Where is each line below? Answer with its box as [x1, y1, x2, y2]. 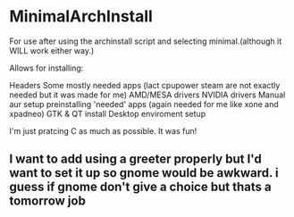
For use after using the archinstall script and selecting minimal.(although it [9, 36, 282, 46]
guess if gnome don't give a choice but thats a [9, 179, 272, 195]
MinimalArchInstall [9, 6, 154, 27]
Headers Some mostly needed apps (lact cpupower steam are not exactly [9, 79, 281, 90]
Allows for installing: [9, 63, 84, 73]
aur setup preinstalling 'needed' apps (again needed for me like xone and [9, 98, 279, 109]
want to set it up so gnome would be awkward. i [9, 165, 279, 180]
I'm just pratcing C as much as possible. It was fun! [9, 125, 197, 136]
